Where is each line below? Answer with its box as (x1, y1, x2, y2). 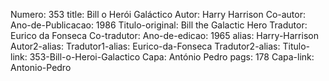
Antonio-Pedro (10, 62, 72, 73)
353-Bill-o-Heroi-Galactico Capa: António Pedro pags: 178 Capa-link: (29, 51, 315, 63)
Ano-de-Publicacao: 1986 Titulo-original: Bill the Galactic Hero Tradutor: (10, 19, 308, 31)
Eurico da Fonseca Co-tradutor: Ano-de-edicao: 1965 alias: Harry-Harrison (10, 30, 319, 41)
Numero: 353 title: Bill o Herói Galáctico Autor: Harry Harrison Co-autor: (10, 9, 307, 20)
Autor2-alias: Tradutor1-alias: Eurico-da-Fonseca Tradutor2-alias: (10, 40, 281, 52)
